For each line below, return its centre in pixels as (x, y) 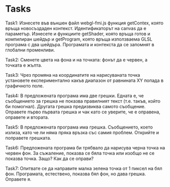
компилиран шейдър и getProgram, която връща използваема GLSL (79, 39)
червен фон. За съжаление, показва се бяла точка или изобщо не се (80, 153)
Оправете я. (18, 179)
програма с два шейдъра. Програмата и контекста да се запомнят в (80, 44)
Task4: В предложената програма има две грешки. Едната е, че (75, 96)
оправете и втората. (27, 117)
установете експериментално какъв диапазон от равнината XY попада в (84, 80)
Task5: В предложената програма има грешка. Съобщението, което (79, 127)
